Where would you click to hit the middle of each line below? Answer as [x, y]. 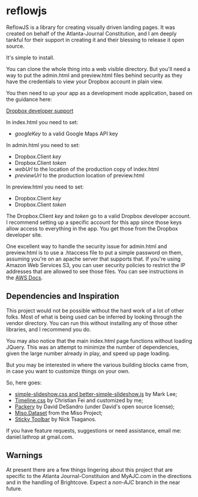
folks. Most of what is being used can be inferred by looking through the [94, 317]
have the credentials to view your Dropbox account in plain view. [85, 82]
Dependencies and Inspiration [63, 296]
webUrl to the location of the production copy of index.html [87, 169]
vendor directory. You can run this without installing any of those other [92, 323]
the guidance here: [29, 99]
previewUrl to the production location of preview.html [79, 175]
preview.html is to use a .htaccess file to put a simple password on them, [95, 252]
